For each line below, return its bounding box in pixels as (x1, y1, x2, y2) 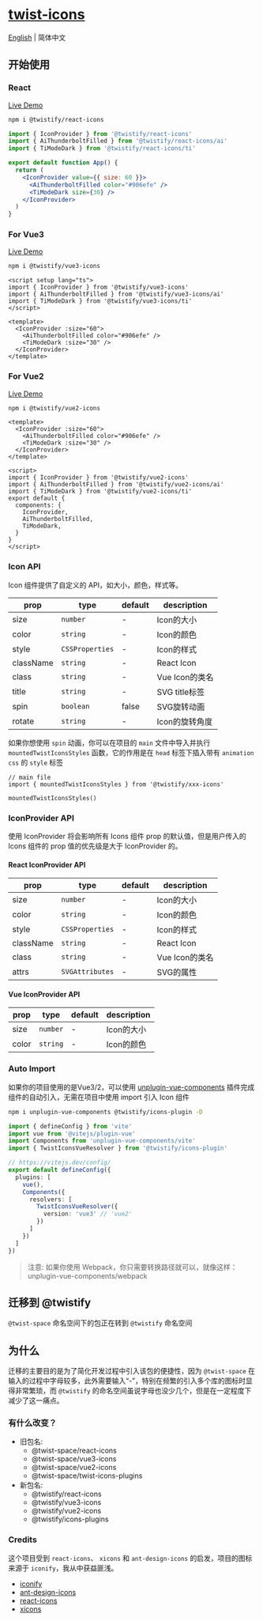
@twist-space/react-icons (31, 1445, 117, 1456)
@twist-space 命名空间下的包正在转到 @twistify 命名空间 (8, 1318, 193, 1328)
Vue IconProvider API (8, 989, 81, 999)
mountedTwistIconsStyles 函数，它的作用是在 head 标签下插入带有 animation (8, 747, 254, 757)
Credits (8, 1534, 37, 1545)
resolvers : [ (28, 1196, 73, 1203)
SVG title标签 (156, 686, 205, 697)
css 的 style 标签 (8, 758, 64, 767)
